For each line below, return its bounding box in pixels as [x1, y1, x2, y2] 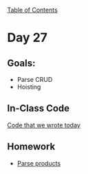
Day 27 [7, 30, 48, 45]
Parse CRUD [16, 76, 53, 83]
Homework [7, 141, 56, 153]
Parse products [16, 159, 61, 167]
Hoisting [16, 83, 41, 91]
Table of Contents [7, 6, 58, 14]
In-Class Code [7, 102, 70, 114]
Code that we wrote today [7, 120, 81, 129]
